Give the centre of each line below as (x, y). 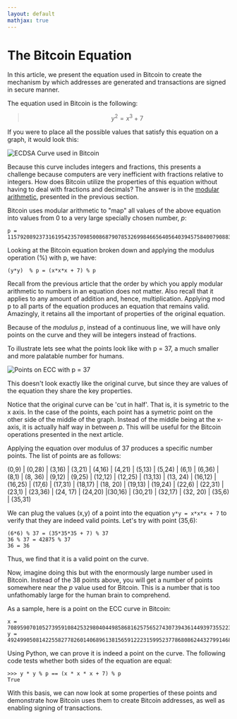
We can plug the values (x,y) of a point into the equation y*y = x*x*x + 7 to (117, 513)
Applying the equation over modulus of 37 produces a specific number (110, 448)
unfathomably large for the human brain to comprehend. (89, 595)
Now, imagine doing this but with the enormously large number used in (110, 573)
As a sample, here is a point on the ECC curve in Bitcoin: (89, 609)
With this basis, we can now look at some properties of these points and (112, 693)
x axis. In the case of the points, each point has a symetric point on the (110, 412)
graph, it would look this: (43, 140)
